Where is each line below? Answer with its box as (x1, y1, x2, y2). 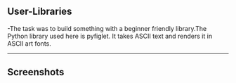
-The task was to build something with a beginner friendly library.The (7, 24, 207, 32)
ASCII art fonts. (7, 39, 51, 48)
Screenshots (7, 66, 65, 78)
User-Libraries (7, 6, 72, 18)
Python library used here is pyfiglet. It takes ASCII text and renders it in (7, 32, 213, 40)
